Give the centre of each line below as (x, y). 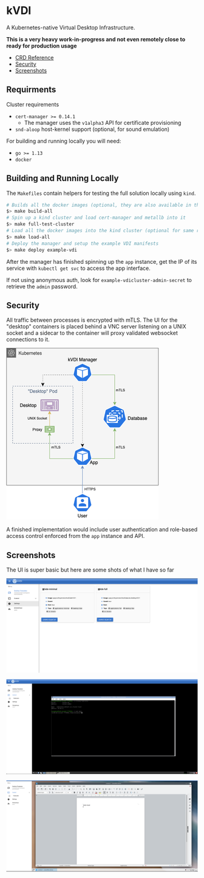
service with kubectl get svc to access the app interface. (78, 268)
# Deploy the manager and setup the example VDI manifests (83, 243)
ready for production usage (42, 46)
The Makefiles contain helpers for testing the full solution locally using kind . (101, 193)
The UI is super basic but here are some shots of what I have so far (90, 570)
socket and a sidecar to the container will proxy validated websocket (92, 333)
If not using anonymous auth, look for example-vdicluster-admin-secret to (99, 280)
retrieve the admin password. (42, 286)
